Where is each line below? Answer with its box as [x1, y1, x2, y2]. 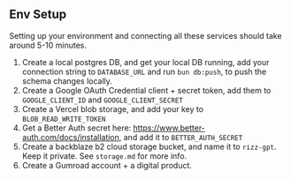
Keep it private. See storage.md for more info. [21, 150, 188, 161]
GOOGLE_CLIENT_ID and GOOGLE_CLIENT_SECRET [21, 94, 184, 105]
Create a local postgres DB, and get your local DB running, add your [21, 56, 270, 67]
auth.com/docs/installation [21, 131, 119, 142]
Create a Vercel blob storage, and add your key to [21, 103, 204, 114]
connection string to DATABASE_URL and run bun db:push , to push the [21, 66, 267, 77]
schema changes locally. [21, 75, 113, 86]
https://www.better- [133, 123, 206, 133]
